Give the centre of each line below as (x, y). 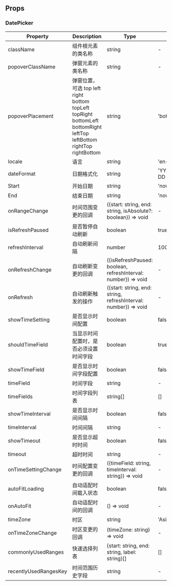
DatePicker (19, 23)
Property (37, 36)
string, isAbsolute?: (130, 211)
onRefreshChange (30, 269)
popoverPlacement (31, 116)
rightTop (82, 146)
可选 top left (87, 88)
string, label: (122, 552)
